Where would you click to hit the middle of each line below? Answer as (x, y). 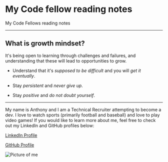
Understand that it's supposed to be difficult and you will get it (76, 70)
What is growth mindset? (45, 43)
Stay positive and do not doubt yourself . (54, 95)
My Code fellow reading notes (69, 9)
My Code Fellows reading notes (38, 23)
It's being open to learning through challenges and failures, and (70, 55)
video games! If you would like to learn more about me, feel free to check (80, 120)
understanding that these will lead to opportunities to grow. (66, 60)
